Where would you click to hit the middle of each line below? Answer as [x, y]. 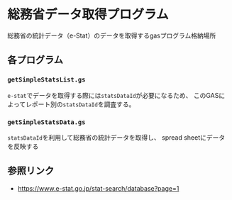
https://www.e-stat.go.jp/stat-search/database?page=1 [98, 188]
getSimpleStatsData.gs [46, 122]
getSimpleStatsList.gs [46, 80]
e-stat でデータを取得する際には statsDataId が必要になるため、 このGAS [113, 95]
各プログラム [35, 60]
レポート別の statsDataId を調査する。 [80, 104]
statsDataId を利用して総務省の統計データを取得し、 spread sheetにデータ [116, 137]
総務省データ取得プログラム [88, 15]
